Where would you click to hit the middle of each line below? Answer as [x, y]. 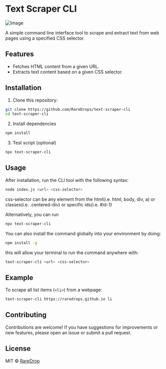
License [18, 349]
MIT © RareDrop [23, 361]
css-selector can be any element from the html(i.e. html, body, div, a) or [80, 199]
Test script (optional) [34, 143]
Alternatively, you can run [32, 214]
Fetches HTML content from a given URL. [56, 66]
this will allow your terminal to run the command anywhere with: [72, 253]
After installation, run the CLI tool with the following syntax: [67, 180]
